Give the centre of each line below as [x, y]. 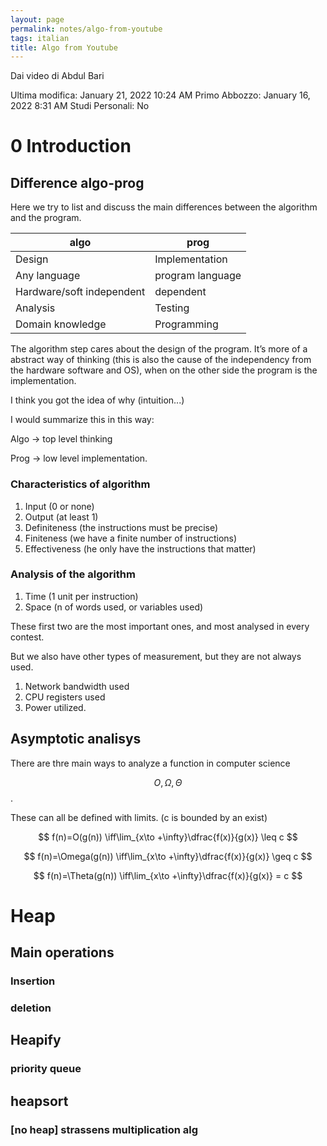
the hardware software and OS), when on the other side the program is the [164, 370]
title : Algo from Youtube [64, 47]
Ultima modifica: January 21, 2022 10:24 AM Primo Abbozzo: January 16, [160, 95]
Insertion [33, 981]
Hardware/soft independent [80, 292]
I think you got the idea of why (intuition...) [97, 400]
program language [198, 276]
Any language [48, 276]
